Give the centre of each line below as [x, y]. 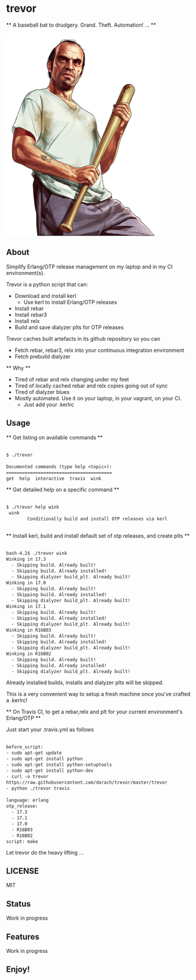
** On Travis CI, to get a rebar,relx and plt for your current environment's [94, 711]
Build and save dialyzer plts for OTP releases [69, 327]
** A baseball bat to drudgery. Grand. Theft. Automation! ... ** [81, 25]
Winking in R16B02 [29, 654]
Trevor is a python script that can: [47, 284]
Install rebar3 [31, 315]
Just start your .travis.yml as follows [50, 729]
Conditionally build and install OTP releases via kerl [97, 519]
